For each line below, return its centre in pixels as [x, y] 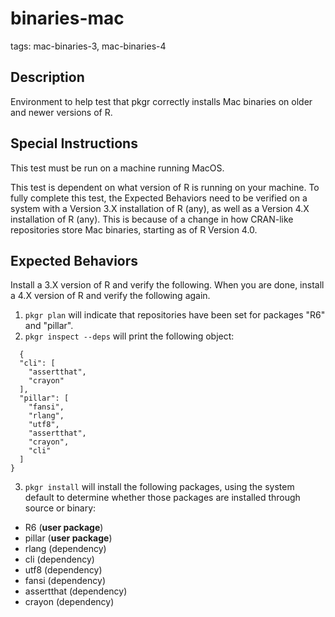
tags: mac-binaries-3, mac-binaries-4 [88, 46]
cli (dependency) [59, 559]
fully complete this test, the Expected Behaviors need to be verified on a [159, 198]
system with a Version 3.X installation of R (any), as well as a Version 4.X [160, 208]
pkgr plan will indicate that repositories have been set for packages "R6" [175, 315]
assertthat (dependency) [76, 591]
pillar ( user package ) [68, 538]
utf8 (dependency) [63, 570]
